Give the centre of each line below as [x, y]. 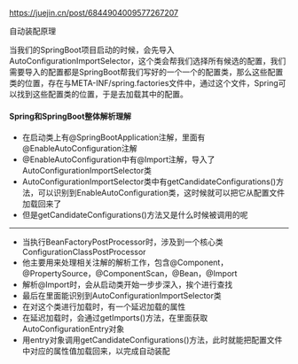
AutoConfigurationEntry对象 [73, 329]
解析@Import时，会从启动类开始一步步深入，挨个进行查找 [127, 285]
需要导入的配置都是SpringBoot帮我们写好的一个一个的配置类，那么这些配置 [146, 72]
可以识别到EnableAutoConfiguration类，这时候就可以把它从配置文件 [161, 193]
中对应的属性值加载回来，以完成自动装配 [96, 351]
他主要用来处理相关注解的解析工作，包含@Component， [125, 263]
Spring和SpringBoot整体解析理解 [70, 116]
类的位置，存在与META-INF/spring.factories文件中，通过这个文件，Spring [144, 83]
